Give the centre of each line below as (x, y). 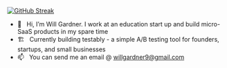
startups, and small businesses (61, 49)
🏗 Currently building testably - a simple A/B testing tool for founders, (118, 39)
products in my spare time (71, 32)
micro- (210, 24)
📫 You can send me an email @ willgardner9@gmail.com (101, 57)
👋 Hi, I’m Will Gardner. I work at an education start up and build (108, 24)
